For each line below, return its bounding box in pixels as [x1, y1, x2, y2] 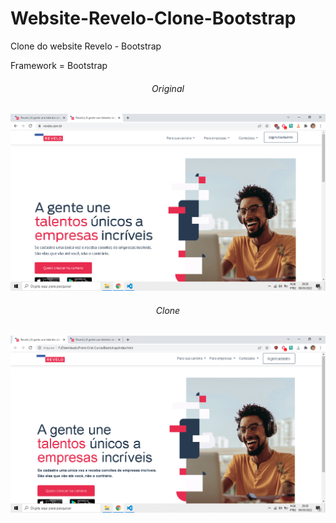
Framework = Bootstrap [10, 59, 108, 71]
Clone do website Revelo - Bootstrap [10, 40, 162, 52]
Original [151, 82, 185, 94]
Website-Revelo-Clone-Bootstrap [10, 7, 297, 30]
